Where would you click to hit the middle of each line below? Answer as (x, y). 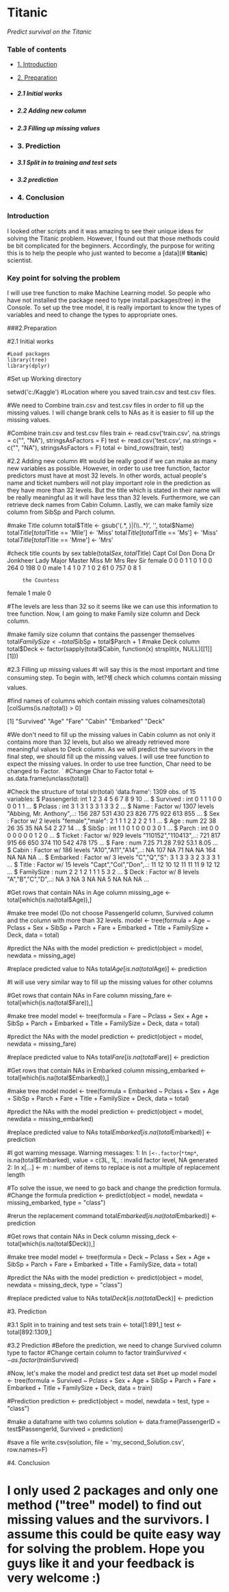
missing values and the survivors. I (108, 1520)
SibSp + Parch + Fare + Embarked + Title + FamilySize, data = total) (103, 1264)
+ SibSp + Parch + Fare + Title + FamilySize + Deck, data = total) (98, 1098)
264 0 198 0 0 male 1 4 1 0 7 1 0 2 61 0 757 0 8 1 (74, 567)
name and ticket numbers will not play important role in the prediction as (109, 482)
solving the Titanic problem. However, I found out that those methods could (113, 238)
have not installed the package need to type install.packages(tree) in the (109, 300)
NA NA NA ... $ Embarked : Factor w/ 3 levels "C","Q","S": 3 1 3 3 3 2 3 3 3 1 (113, 857)
